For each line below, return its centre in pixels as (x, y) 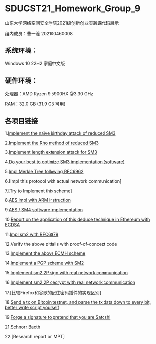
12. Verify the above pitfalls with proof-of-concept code (61, 244)
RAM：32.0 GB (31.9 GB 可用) (35, 104)
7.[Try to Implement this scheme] (39, 191)
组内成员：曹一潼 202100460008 (39, 33)
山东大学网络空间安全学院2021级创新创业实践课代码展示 (62, 23)
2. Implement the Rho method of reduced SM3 (52, 143)
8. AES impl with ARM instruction (38, 200)
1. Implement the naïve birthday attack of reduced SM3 (60, 133)
